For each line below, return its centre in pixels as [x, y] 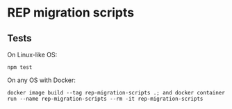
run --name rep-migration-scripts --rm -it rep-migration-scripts [105, 99]
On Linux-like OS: [32, 54]
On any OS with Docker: [42, 80]
